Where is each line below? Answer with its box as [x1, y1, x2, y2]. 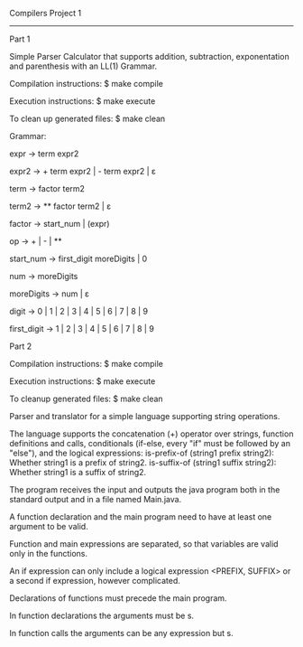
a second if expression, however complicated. [9, 576, 180, 586]
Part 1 [9, 33, 31, 44]
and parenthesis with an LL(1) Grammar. [9, 61, 158, 71]
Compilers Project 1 [9, 8, 82, 18]
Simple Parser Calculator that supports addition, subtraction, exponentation [9, 52, 290, 61]
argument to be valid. [9, 521, 88, 531]
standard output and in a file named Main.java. [9, 494, 182, 504]
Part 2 [9, 341, 32, 352]
